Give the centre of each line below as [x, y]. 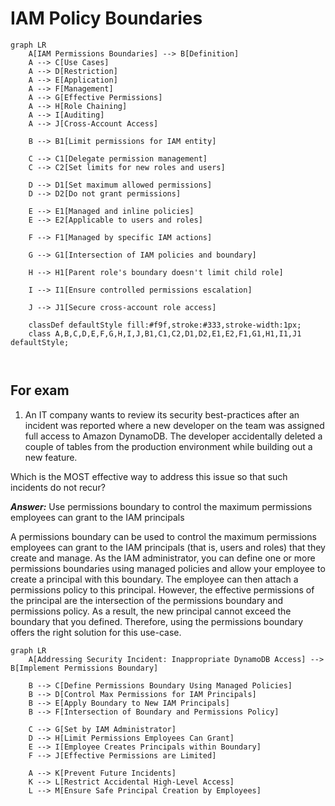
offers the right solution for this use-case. [96, 632]
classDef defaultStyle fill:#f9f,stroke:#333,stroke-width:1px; [165, 325]
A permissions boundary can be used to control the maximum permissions [163, 536]
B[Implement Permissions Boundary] [84, 668]
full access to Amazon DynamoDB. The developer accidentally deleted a [173, 436]
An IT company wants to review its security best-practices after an [162, 414]
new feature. [51, 457]
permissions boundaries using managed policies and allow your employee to [168, 568]
